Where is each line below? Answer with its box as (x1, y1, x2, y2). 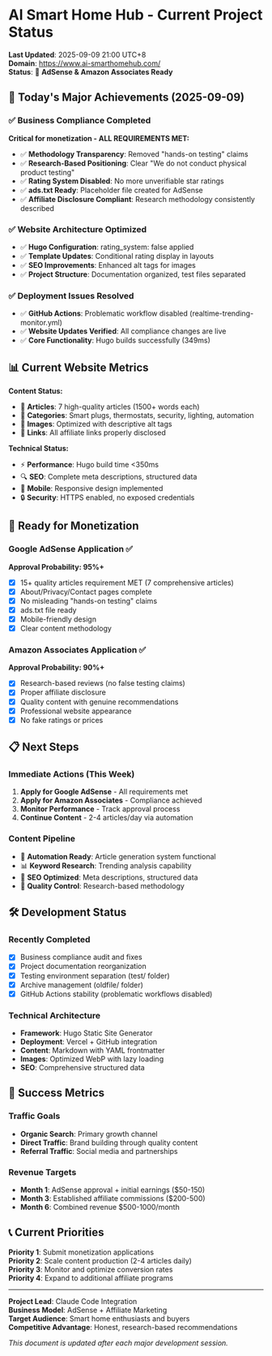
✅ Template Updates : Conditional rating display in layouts (19, 251, 215, 260)
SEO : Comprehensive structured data (19, 1062, 146, 1072)
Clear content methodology (19, 623, 112, 634)
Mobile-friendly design (19, 614, 97, 624)
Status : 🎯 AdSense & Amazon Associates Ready (8, 67, 173, 76)
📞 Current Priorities (8, 1225, 104, 1239)
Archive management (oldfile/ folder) (19, 979, 144, 989)
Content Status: (8, 386, 63, 396)
